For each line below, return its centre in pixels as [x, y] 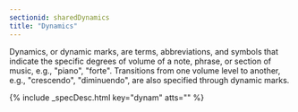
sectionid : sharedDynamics [60, 17]
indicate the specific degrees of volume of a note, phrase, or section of [140, 61]
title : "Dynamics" [43, 26]
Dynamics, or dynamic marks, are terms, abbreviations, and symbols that [144, 51]
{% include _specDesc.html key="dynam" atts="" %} [107, 97]
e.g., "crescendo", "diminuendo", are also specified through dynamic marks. [149, 80]
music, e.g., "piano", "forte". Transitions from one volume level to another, [145, 70]
